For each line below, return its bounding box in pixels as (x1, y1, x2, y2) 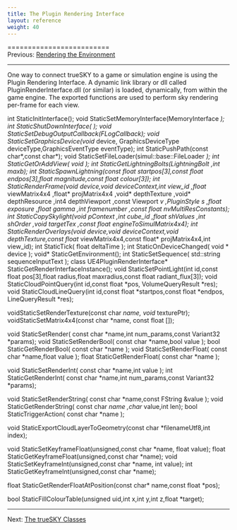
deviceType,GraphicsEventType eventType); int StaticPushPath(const (7, 144, 209, 153)
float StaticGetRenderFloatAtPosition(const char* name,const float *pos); (7, 481, 221, 490)
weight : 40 (7, 23, 39, 30)
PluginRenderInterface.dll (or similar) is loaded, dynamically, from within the (7, 86, 228, 94)
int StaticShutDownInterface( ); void (7, 122, 112, 131)
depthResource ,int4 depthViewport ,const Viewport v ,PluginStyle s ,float (7, 197, 222, 206)
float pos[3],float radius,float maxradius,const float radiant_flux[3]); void (7, 272, 217, 281)
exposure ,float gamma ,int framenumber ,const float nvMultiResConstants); (7, 204, 230, 213)
